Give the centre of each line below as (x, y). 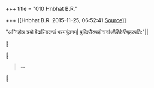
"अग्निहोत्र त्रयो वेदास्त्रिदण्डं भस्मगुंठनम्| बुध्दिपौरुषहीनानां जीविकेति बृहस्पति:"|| (77, 32)
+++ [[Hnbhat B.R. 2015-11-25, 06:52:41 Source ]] (66, 20)
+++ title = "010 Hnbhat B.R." (41, 9)
